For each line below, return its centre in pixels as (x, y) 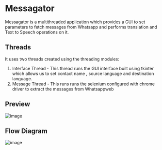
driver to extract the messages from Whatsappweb (63, 89)
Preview (18, 104)
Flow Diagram (26, 131)
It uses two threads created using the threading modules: (62, 59)
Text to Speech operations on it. (37, 32)
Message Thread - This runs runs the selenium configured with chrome (83, 84)
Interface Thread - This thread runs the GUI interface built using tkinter (83, 68)
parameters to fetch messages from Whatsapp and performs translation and (81, 27)
